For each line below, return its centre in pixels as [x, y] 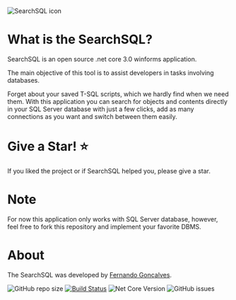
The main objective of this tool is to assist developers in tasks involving [111, 73]
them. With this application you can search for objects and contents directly [118, 101]
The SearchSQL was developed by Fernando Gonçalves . [89, 275]
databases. [24, 80]
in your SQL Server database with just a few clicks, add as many [101, 109]
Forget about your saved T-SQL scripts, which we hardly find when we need [118, 94]
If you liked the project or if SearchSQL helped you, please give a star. [109, 171]
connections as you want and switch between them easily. [93, 116]
